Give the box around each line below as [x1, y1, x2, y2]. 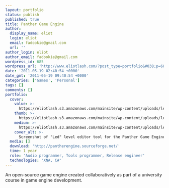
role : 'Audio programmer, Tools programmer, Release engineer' [10, 153, 145, 158]
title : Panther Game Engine [5, 21, 64, 27]
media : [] [10, 139, 30, 144]
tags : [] [5, 82, 24, 87]
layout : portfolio [5, 7, 44, 13]
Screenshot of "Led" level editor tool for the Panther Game [18, 134, 150, 139]
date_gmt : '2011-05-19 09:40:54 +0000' [5, 73, 89, 78]
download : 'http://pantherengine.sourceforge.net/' [10, 144, 121, 149]
